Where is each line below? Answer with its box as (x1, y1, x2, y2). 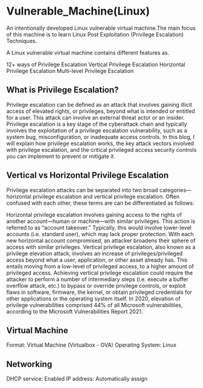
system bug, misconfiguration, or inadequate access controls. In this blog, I (6, 133, 195, 140)
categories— (159, 186, 192, 194)
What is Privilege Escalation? (6, 85, 119, 95)
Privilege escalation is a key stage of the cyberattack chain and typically (6, 120, 187, 128)
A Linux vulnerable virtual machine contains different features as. (6, 49, 170, 56)
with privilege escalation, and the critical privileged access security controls (6, 146, 197, 153)
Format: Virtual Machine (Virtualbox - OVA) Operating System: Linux (6, 341, 177, 349)
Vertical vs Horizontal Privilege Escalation (6, 170, 169, 180)
